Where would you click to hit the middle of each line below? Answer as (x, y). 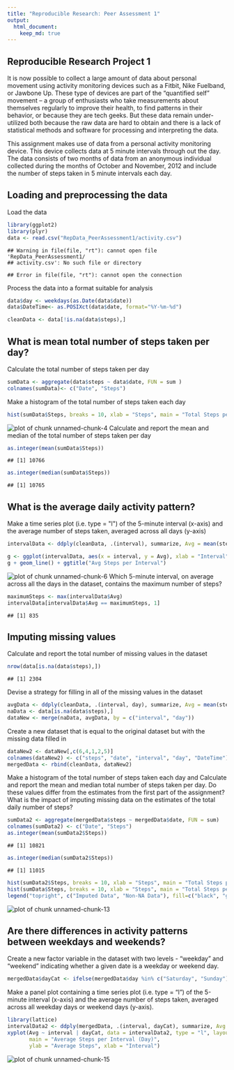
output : (18, 20)
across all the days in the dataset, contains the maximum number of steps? (115, 584)
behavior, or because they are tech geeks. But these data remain (100, 115)
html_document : (36, 27)
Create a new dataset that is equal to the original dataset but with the (106, 731)
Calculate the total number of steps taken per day (78, 369)
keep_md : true (40, 33)
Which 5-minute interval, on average (161, 576)
